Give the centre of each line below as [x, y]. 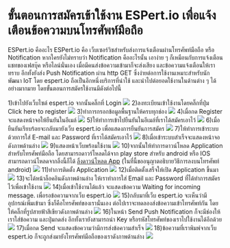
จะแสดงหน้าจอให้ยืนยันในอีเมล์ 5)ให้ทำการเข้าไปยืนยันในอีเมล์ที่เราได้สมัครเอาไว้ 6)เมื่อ [114, 120]
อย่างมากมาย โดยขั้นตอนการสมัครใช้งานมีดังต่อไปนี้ [65, 88]
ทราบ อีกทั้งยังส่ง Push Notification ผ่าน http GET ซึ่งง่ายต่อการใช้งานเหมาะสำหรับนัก [109, 73]
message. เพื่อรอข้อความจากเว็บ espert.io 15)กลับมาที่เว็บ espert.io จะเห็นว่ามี [107, 195]
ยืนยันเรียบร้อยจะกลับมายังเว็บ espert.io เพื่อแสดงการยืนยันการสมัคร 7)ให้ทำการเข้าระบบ [113, 128]
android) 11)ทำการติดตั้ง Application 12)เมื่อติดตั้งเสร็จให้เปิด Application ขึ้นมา [113, 169]
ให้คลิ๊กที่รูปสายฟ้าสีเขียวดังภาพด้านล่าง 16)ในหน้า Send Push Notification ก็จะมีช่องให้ [114, 211]
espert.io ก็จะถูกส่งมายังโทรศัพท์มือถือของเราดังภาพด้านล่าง [76, 236]
